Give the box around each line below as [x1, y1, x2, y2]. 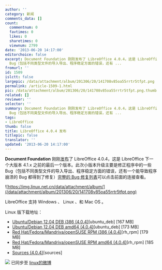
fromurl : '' [5, 66, 29, 71]
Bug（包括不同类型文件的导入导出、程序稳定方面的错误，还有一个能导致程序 [5, 168, 157, 174]
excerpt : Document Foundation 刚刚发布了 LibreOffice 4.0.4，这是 [5, 57, 136, 61]
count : [5, 20, 18, 26]
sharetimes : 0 [9, 39, 38, 44]
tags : [5, 115, 16, 120]
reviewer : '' [5, 97, 31, 102]
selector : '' [5, 102, 31, 106]
